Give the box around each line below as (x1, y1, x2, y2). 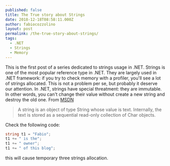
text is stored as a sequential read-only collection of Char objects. (17, 112, 156, 118)
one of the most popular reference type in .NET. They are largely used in (5, 69, 157, 75)
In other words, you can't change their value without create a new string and (5, 91, 165, 97)
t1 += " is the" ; (5, 136, 42, 142)
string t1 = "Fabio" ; (5, 131, 51, 136)
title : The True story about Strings (5, 12, 85, 17)
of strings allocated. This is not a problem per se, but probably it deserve (5, 80, 158, 87)
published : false (5, 7, 42, 13)
